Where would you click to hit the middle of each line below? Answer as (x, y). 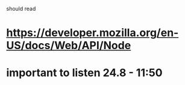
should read (21, 9)
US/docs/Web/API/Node (69, 46)
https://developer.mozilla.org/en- (92, 33)
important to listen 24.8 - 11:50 (84, 73)
